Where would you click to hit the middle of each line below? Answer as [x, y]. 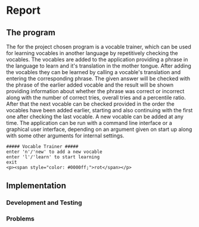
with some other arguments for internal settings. [65, 136]
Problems [20, 219]
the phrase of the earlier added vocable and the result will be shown [90, 85]
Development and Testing [44, 203]
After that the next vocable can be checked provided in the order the [90, 104]
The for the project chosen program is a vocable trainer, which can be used [99, 47]
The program [31, 33]
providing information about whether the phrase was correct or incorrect [95, 91]
